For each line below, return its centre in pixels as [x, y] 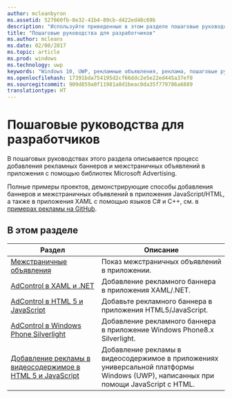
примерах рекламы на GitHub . [52, 209]
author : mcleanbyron [37, 13]
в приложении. [126, 270]
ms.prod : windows [32, 59]
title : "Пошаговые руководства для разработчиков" [81, 33]
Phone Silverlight [38, 334]
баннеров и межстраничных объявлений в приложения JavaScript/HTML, [116, 194]
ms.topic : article [33, 53]
